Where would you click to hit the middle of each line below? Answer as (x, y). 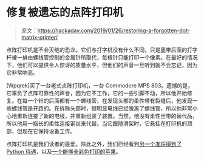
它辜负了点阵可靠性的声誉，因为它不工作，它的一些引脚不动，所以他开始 (97, 93)
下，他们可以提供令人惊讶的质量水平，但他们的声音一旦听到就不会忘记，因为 (102, 65)
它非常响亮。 (22, 72)
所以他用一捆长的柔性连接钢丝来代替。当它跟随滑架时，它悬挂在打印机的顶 (99, 123)
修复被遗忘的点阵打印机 (65, 12)
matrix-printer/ (39, 37)
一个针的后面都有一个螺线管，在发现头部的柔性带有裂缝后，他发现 (110, 100)
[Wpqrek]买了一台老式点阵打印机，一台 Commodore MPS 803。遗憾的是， (100, 85)
